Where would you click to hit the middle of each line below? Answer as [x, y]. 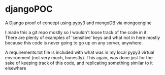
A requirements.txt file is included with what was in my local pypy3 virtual [80, 52]
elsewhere [16, 68]
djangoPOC [29, 9]
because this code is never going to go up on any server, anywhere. [74, 42]
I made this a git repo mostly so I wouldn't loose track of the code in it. [76, 32]
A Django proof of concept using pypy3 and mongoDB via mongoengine [78, 23]
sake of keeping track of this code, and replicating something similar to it [79, 63]
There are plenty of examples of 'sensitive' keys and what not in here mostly [82, 37]
